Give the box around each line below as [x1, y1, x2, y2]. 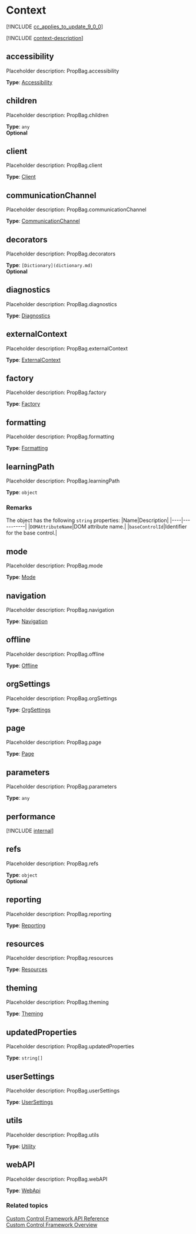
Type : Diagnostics [6, 312, 51, 319]
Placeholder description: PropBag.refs [6, 859, 99, 867]
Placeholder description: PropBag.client [6, 162, 102, 169]
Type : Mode [6, 573, 36, 581]
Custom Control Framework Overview [6, 1221, 98, 1228]
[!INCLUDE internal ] [6, 827, 54, 835]
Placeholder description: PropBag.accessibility [6, 67, 119, 74]
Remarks [6, 503, 32, 511]
